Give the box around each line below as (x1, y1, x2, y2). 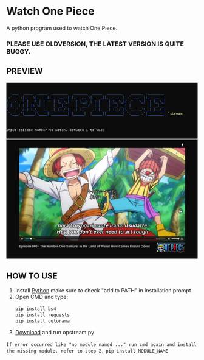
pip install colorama (15, 318, 70, 324)
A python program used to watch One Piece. (6, 24, 118, 32)
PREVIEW (6, 66, 44, 77)
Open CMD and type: (15, 294, 69, 301)
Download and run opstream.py (15, 329, 95, 336)
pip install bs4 (15, 306, 56, 312)
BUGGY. (6, 47, 31, 55)
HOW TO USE (6, 270, 58, 281)
